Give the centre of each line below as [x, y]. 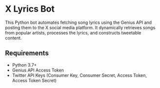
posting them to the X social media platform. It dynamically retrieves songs [80, 27]
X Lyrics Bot [30, 9]
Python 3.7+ [24, 65]
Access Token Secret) [34, 80]
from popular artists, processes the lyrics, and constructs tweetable [73, 33]
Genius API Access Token [38, 70]
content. [13, 38]
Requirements [27, 53]
